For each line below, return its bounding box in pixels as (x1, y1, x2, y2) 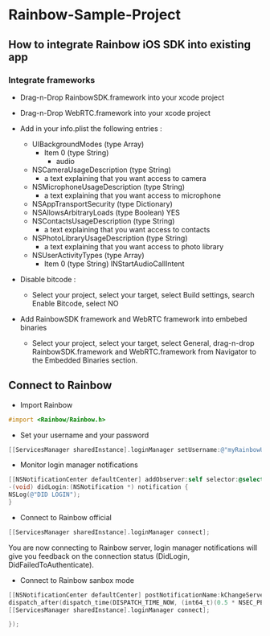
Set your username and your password (19, 430, 149, 440)
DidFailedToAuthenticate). (8, 560, 95, 569)
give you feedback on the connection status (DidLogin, (8, 551, 190, 560)
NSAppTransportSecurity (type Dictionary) (31, 199, 173, 208)
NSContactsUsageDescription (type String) (31, 215, 175, 226)
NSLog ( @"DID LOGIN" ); (8, 490, 81, 499)
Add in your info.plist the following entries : (19, 123, 162, 133)
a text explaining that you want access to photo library (43, 241, 224, 251)
